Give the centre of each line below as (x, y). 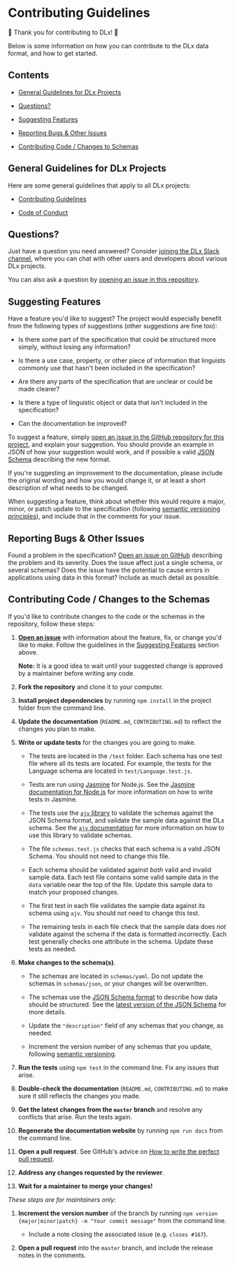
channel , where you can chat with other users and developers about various (118, 259)
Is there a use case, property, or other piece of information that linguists (122, 361)
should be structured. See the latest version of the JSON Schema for (127, 1004)
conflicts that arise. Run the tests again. (75, 1117)
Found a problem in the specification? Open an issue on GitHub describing (115, 555)
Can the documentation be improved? (72, 424)
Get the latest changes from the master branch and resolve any (110, 1109)
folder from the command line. (62, 708)
